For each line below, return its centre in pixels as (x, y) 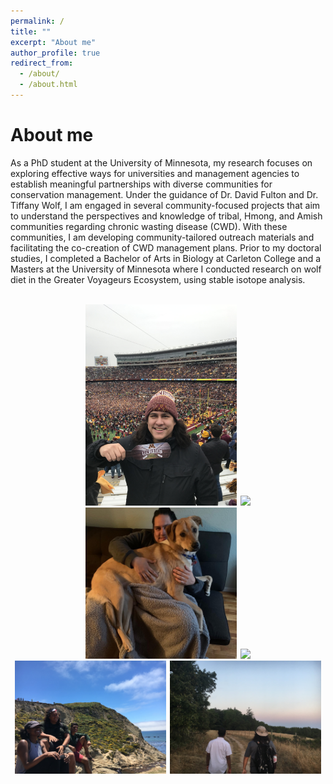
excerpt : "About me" (53, 42)
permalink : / (37, 21)
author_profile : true (55, 53)
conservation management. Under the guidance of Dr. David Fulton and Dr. (164, 194)
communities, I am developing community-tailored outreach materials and (162, 237)
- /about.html (48, 85)
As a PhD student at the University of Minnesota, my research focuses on (161, 162)
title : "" (31, 31)
